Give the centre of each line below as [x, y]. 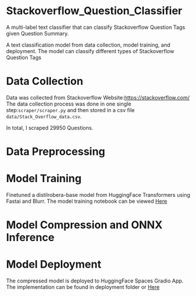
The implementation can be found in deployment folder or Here [83, 287]
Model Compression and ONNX [84, 225]
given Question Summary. [37, 33]
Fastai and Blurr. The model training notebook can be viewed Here [86, 201]
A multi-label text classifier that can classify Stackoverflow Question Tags [96, 27]
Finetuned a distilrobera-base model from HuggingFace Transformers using [98, 195]
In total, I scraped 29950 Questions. [50, 127]
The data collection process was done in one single [69, 104]
